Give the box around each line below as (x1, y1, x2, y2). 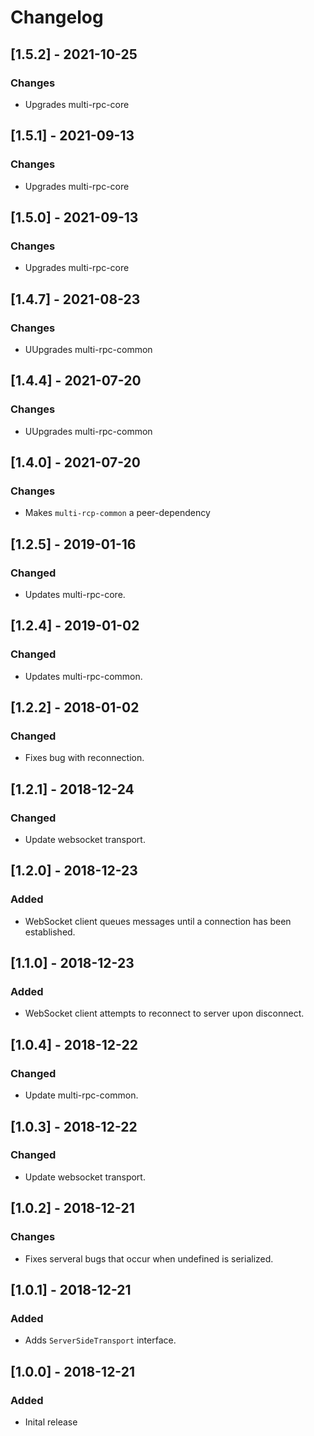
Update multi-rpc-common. (24, 1089, 139, 1101)
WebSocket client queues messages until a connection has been (24, 915, 292, 927)
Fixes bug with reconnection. (24, 752, 145, 764)
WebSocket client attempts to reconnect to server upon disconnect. (24, 1007, 305, 1020)
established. (24, 926, 76, 938)
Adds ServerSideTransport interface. (24, 1334, 177, 1346)
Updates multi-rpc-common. (24, 670, 143, 682)
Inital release (24, 1416, 78, 1428)
